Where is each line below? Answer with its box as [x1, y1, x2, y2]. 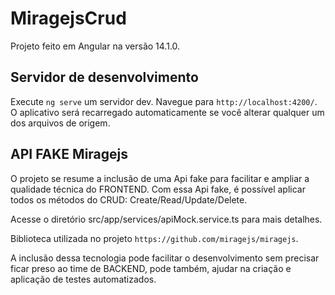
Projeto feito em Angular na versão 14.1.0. [10, 40, 181, 52]
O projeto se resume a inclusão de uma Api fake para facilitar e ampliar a [10, 172, 310, 184]
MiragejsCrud [10, 7, 127, 30]
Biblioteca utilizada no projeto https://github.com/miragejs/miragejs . [10, 232, 299, 244]
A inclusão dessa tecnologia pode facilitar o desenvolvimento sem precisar [10, 252, 320, 264]
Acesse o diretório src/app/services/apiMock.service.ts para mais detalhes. [10, 213, 323, 225]
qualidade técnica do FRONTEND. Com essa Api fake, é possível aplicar [10, 183, 306, 195]
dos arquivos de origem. [10, 117, 111, 129]
